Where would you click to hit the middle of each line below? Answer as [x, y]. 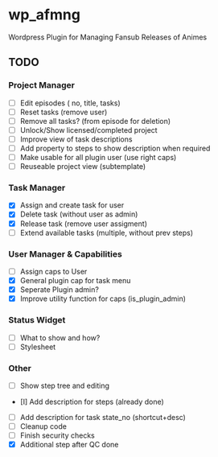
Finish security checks [57, 435]
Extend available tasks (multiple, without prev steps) [107, 233]
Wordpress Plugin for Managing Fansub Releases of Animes [108, 37]
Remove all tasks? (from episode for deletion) [95, 121]
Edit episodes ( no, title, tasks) [70, 103]
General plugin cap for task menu [75, 281]
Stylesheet [38, 347]
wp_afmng [44, 15]
